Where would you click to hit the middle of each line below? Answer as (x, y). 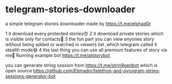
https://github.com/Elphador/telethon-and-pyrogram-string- (97, 71)
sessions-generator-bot (31, 76)
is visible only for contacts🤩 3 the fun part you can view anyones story (80, 39)
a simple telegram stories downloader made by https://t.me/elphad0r (78, 24)
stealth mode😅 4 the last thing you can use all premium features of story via (86, 50)
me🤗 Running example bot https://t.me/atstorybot (58, 55)
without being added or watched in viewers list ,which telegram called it (81, 44)
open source (19, 71)
